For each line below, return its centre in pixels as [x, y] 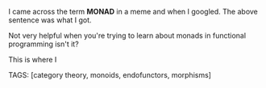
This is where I [33, 60]
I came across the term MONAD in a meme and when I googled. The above [133, 12]
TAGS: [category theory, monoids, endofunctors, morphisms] [110, 75]
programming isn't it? [44, 44]
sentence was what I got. [50, 20]
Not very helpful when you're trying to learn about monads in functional [127, 36]
